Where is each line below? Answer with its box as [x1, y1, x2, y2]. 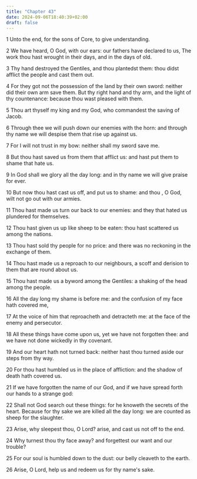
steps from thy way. [6, 355, 54, 362]
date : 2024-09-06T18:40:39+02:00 [6, 14, 88, 20]
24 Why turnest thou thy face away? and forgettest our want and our [6, 437, 172, 444]
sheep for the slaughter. [6, 414, 64, 421]
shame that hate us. [6, 160, 54, 167]
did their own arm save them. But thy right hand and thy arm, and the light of [6, 89, 191, 96]
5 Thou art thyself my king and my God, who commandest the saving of [6, 107, 180, 114]
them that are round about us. [6, 266, 78, 273]
